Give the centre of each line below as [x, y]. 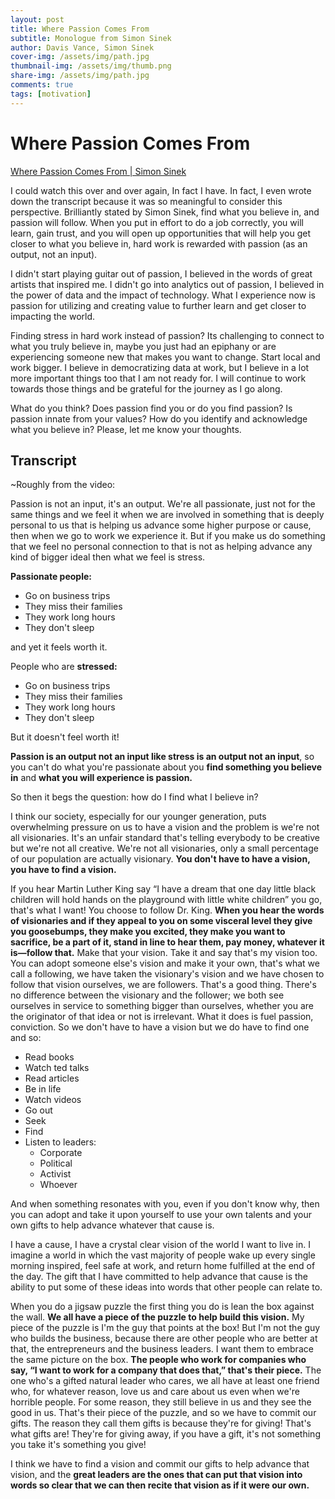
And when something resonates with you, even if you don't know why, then [165, 1204]
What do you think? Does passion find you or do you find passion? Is [151, 408]
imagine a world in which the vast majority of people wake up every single [163, 1255]
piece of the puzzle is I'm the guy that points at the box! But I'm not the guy [165, 1328]
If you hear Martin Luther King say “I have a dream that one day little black [163, 889]
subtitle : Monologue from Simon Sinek [91, 38]
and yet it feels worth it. [59, 647]
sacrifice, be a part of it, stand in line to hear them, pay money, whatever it [167, 942]
